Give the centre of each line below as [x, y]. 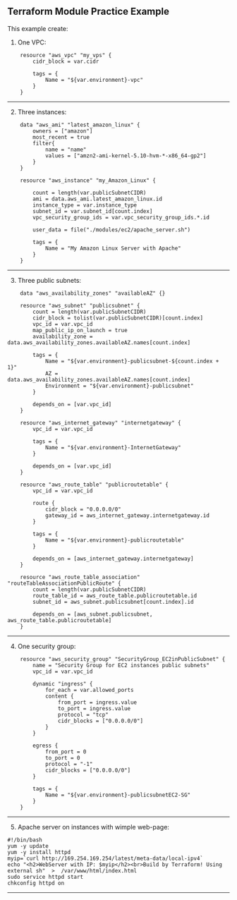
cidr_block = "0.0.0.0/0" [83, 509]
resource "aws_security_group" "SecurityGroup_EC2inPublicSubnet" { [123, 659]
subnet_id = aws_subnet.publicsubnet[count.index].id [113, 602]
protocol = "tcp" [83, 714]
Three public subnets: [49, 280]
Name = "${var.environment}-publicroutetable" [115, 540]
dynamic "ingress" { [63, 683]
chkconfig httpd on [36, 883]
